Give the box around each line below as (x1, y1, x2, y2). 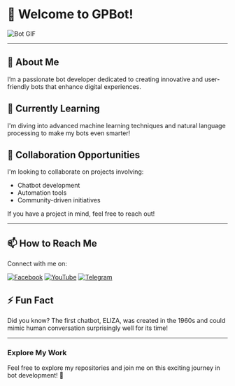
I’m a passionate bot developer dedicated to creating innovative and (7, 75, 203, 83)
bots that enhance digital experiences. (31, 82, 141, 90)
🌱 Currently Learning (7, 103, 100, 115)
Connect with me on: (7, 259, 68, 268)
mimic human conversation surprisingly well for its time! (7, 324, 168, 332)
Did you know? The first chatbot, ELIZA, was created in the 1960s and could (7, 317, 226, 324)
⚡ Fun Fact (7, 294, 54, 306)
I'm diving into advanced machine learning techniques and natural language (7, 121, 226, 130)
